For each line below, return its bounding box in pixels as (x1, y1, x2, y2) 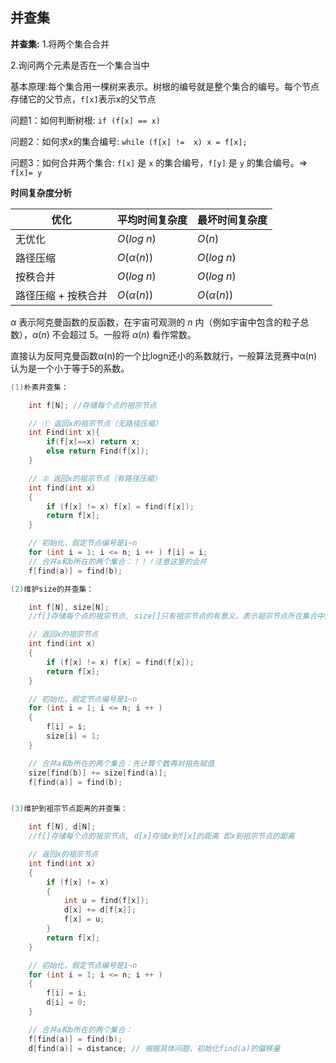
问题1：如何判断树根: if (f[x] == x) (10, 114, 161, 126)
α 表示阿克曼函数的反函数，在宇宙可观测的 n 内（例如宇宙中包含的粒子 (10, 316, 301, 328)
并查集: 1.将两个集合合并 (10, 38, 110, 50)
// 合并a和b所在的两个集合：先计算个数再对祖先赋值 (28, 758, 215, 768)
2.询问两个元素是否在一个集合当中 (10, 59, 150, 71)
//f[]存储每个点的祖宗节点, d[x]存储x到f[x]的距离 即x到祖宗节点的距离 (28, 831, 295, 842)
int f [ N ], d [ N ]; (28, 822, 97, 832)
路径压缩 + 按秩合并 (15, 288, 108, 302)
